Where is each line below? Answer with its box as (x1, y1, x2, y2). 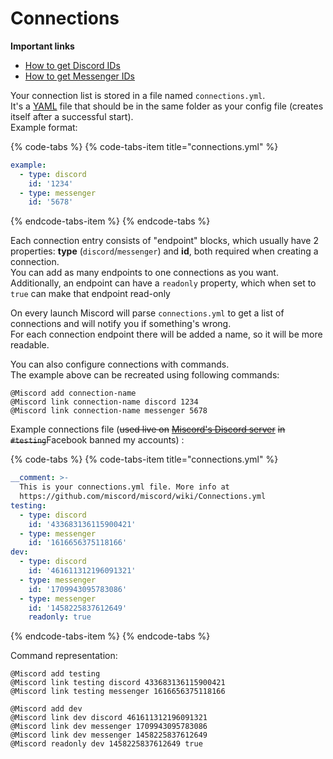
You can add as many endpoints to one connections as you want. (10, 267, 279, 279)
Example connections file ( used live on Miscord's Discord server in (10, 423, 286, 436)
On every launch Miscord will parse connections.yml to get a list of (10, 307, 285, 319)
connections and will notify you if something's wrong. (10, 318, 232, 330)
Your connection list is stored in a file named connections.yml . (10, 89, 266, 101)
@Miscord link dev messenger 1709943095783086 (10, 722, 208, 732)
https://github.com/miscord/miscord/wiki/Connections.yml (19, 492, 267, 502)
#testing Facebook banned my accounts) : (10, 434, 185, 446)
